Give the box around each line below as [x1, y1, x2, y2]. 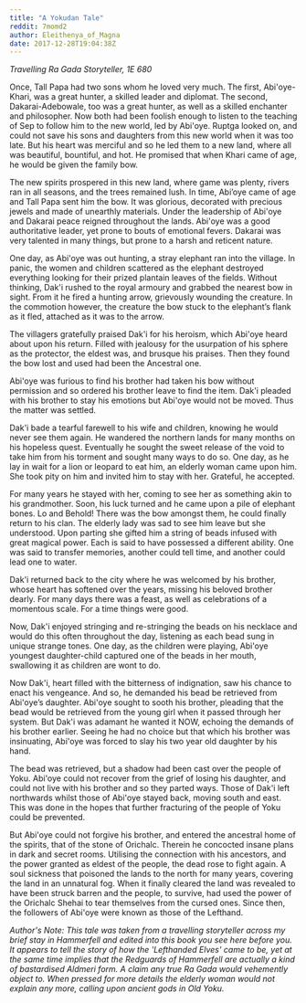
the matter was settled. [9, 405, 96, 416]
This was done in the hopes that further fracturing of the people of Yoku [9, 802, 281, 813]
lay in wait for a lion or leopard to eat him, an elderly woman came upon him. [9, 461, 298, 472]
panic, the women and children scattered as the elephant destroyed [9, 262, 264, 274]
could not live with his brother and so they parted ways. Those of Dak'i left [9, 783, 290, 794]
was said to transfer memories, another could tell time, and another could [9, 547, 286, 558]
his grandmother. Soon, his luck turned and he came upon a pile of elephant [9, 499, 296, 510]
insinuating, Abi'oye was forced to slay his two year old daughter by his [9, 736, 278, 747]
